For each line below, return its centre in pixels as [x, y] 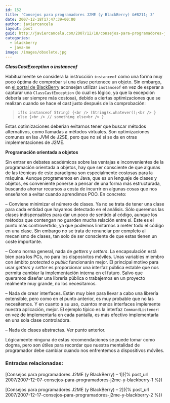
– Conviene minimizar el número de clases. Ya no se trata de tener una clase [85, 204]
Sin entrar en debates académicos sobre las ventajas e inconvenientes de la [84, 162]
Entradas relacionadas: [34, 363]
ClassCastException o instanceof [41, 67]
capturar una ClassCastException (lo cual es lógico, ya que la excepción [80, 92]
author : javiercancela [29, 24]
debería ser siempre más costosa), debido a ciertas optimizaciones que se [83, 98]
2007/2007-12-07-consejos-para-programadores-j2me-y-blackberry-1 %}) [84, 380]
